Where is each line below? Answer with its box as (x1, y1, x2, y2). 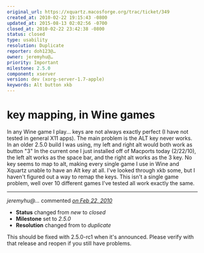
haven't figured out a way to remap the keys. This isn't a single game (7, 173, 179, 180)
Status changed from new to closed (15, 208, 106, 215)
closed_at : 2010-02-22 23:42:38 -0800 (7, 25, 105, 32)
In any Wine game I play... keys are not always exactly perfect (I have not (7, 128, 189, 135)
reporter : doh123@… (7, 48, 56, 54)
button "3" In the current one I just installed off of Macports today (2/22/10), (7, 147, 196, 154)
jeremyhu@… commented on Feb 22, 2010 (7, 197, 113, 204)
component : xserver (7, 71, 56, 77)
